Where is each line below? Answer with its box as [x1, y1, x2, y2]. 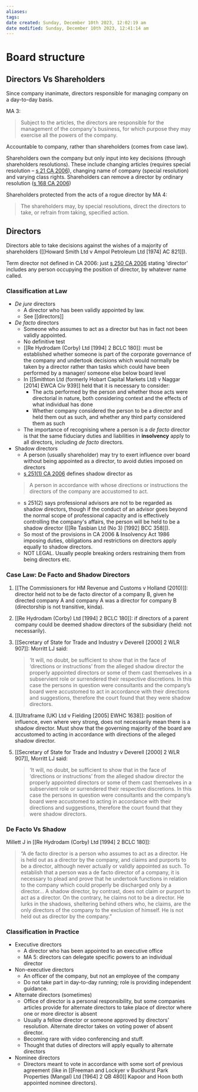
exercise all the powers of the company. [20, 131, 118, 139]
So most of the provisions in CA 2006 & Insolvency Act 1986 [23, 531, 170, 538]
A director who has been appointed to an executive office [23, 948, 163, 955]
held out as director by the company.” [20, 913, 112, 920]
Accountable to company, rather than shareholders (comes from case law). [6, 143, 189, 150]
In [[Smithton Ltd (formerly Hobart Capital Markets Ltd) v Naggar [23, 376, 181, 383]
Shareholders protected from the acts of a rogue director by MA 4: [6, 191, 168, 198]
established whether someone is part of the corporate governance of [23, 350, 192, 358]
